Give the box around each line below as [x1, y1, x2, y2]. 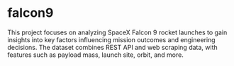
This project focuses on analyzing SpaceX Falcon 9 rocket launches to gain [7, 28, 228, 37]
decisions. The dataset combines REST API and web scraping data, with [7, 43, 218, 51]
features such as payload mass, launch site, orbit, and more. [7, 51, 184, 59]
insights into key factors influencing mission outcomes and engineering [7, 35, 216, 44]
